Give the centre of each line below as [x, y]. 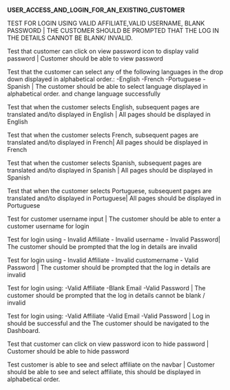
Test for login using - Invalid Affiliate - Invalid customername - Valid [103, 260]
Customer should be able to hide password [68, 351]
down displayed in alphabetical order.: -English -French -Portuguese [104, 79]
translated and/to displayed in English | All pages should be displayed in [109, 114]
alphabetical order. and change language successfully [84, 94]
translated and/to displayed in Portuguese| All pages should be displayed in [114, 198]
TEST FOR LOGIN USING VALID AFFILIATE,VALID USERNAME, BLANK [106, 23]
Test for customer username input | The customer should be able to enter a [114, 219]
